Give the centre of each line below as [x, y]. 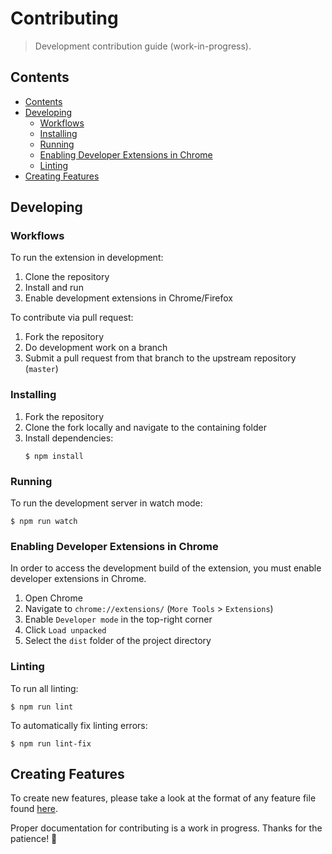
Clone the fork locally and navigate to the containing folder [145, 427]
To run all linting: [44, 688]
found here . [34, 809]
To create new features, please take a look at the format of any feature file [163, 798]
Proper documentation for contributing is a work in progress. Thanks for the [166, 828]
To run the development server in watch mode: [106, 503]
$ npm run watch [44, 522]
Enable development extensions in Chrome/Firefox [128, 298]
